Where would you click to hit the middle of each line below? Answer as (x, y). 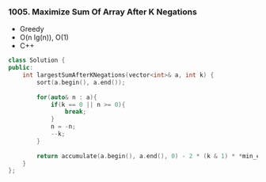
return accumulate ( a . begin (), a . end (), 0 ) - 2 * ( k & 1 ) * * (140, 156)
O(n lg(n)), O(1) (44, 37)
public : (21, 68)
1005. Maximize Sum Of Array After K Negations (103, 12)
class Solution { (37, 61)
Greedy (32, 29)
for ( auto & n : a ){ (67, 97)
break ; (76, 112)
